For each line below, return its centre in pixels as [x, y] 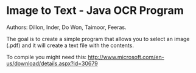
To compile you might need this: [47, 57]
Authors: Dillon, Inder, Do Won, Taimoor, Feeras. [66, 27]
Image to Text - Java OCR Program [95, 11]
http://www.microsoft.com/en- [126, 57]
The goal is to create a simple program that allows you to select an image [98, 39]
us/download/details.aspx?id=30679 [52, 63]
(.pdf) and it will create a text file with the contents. [70, 45]
